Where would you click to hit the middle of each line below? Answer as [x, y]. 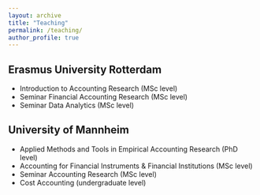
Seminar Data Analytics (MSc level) [77, 105]
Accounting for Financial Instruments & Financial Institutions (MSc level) [136, 166]
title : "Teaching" [38, 23]
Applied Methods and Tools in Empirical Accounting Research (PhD [129, 149]
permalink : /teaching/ [45, 30]
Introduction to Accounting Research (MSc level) [98, 88]
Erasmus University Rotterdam [85, 69]
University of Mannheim [69, 130]
